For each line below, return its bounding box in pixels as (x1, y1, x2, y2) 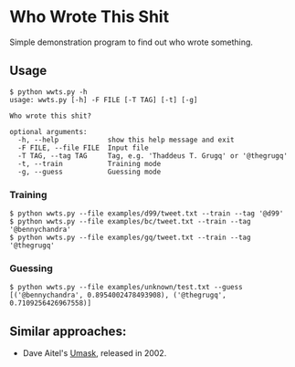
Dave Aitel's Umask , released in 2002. (22, 348, 167, 359)
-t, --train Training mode (17, 159, 162, 168)
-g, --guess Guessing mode (17, 167, 162, 176)
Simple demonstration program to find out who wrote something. (9, 37, 254, 47)
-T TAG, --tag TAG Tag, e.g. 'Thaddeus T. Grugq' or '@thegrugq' (17, 151, 288, 161)
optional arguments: (9, 127, 89, 136)
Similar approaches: (9, 323, 127, 339)
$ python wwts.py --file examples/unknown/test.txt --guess (9, 283, 244, 292)
